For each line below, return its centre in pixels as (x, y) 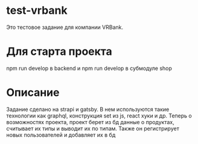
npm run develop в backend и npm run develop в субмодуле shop (89, 68)
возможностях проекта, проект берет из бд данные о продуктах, (90, 122)
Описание (33, 92)
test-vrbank (37, 11)
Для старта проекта (59, 52)
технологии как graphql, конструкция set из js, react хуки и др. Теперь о (99, 116)
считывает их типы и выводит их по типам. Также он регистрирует (93, 128)
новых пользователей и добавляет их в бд (61, 135)
